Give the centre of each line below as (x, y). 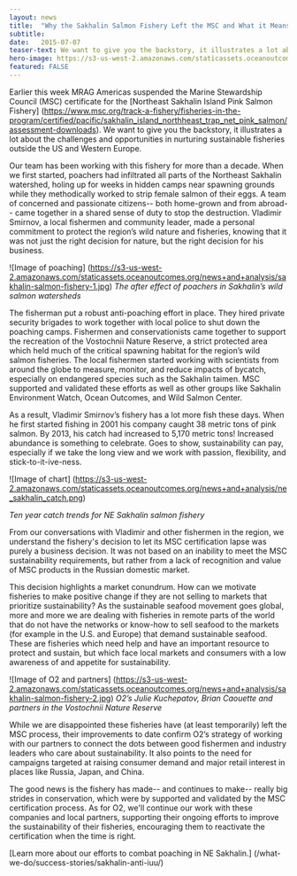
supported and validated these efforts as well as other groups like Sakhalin (145, 388)
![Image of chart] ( (42, 478)
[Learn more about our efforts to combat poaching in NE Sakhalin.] (130, 853)
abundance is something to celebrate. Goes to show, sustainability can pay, (147, 443)
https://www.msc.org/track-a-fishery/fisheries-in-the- (142, 111)
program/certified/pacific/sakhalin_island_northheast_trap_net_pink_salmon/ (148, 120)
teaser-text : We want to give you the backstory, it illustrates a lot (144, 50)
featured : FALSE (39, 67)
